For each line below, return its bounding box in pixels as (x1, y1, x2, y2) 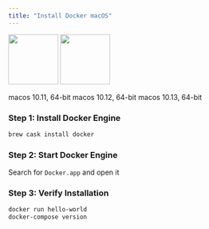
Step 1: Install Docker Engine (8, 112, 121, 123)
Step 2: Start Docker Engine (8, 149, 118, 160)
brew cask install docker (8, 130, 94, 139)
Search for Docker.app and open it (8, 167, 120, 177)
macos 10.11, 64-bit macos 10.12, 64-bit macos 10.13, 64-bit (8, 92, 203, 102)
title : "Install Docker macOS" (8, 11, 112, 20)
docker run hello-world (8, 206, 88, 214)
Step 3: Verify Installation (8, 187, 109, 199)
